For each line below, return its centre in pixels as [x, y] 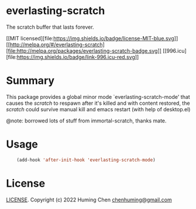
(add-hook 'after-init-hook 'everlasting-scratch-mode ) [86, 160]
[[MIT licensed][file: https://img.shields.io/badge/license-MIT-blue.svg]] [92, 38]
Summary [30, 81]
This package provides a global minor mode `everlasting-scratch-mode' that [98, 97]
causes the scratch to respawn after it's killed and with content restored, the [98, 103]
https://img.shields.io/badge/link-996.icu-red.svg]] [78, 57]
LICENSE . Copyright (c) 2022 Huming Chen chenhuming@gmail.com [89, 200]
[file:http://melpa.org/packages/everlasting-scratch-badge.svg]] [84, 50]
